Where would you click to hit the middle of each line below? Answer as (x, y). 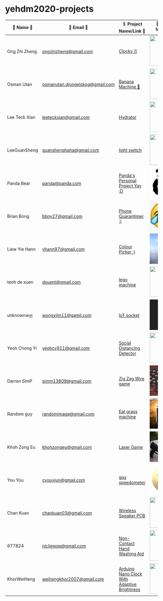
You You (15, 480)
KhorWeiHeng (21, 579)
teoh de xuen (20, 282)
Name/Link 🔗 (132, 31)
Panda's (127, 175)
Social (125, 343)
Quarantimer (131, 216)
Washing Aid (131, 554)
